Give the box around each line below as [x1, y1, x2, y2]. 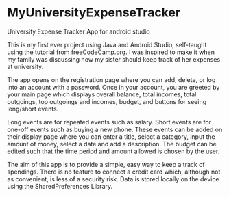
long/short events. [7, 105, 59, 113]
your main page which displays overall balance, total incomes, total [7, 90, 197, 98]
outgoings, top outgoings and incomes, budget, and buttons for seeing [7, 97, 207, 105]
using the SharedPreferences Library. [7, 182, 113, 190]
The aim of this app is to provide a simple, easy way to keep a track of [7, 160, 205, 168]
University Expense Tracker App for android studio [7, 27, 150, 36]
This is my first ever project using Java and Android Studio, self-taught [7, 40, 207, 49]
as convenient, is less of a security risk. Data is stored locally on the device [7, 174, 219, 183]
